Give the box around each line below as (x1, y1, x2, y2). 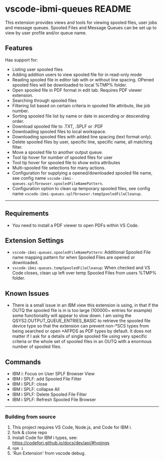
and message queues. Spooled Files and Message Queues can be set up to (5, 24, 157, 30)
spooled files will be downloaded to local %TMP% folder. (12, 82, 127, 88)
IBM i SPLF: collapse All (12, 386, 60, 392)
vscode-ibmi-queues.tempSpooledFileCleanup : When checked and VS (12, 265, 150, 271)
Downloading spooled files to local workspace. (12, 128, 106, 134)
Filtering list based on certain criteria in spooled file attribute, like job (12, 102, 150, 108)
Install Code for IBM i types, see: (12, 435, 78, 441)
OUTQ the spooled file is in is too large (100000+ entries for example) (12, 307, 152, 313)
